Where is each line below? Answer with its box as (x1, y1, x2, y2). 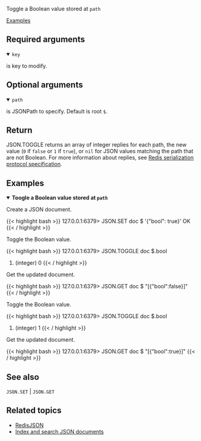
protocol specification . (6, 161, 62, 168)
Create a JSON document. (6, 206, 72, 213)
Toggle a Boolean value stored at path (6, 5, 101, 12)
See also (6, 372, 39, 382)
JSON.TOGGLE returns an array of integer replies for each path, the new (6, 141, 187, 148)
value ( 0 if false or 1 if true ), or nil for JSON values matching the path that (6, 148, 194, 155)
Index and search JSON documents (15, 428, 104, 435)
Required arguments (6, 35, 85, 45)
